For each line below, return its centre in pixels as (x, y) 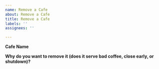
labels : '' (16, 24)
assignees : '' (20, 28)
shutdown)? (18, 62)
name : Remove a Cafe (27, 10)
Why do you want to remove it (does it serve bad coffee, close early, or (79, 56)
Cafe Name (17, 47)
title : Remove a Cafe (28, 19)
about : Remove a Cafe (28, 14)
